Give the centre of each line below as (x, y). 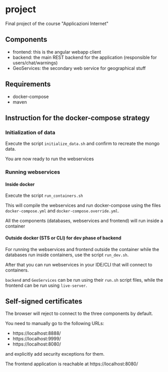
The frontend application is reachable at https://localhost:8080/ (72, 364)
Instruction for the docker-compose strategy (78, 118)
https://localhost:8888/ (37, 333)
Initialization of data (30, 132)
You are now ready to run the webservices (49, 159)
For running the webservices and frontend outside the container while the (82, 249)
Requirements (28, 84)
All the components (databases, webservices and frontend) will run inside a (84, 221)
